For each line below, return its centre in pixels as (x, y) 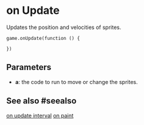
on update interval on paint (40, 115)
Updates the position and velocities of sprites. (64, 27)
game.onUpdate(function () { (43, 38)
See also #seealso (42, 101)
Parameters (29, 67)
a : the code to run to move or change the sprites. (76, 82)
